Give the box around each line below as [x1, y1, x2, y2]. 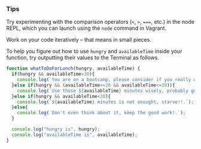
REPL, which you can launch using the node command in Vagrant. [6, 24, 166, 32]
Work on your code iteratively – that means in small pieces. [6, 36, 151, 44]
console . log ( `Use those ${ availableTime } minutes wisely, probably [17, 88, 188, 94]
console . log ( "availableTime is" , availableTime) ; [11, 132, 138, 138]
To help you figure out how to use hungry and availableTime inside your [6, 48, 182, 55]
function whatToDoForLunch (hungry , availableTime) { [6, 66, 141, 72]
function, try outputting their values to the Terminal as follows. [6, 54, 160, 61]
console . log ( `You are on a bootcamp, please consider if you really [17, 77, 191, 83]
